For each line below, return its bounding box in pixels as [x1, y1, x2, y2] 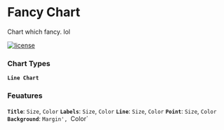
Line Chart [7, 74, 39, 82]
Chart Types [7, 58, 51, 68]
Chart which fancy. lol [7, 27, 70, 36]
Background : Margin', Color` [7, 114, 89, 123]
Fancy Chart [7, 4, 81, 20]
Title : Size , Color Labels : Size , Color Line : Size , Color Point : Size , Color [7, 107, 217, 115]
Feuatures [7, 91, 43, 100]
